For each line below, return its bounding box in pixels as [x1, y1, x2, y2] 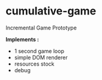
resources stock [14, 60, 55, 67]
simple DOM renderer [14, 54, 68, 61]
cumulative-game [5, 4, 97, 18]
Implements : [5, 35, 40, 43]
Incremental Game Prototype [5, 24, 77, 31]
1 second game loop [14, 47, 64, 55]
